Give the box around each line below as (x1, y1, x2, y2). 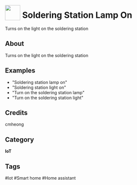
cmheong (5, 121, 24, 128)
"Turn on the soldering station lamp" (12, 89, 85, 95)
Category (5, 135, 34, 143)
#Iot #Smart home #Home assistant (5, 175, 76, 181)
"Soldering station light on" (12, 85, 66, 90)
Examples (5, 67, 35, 75)
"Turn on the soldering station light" (12, 95, 84, 100)
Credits (5, 109, 28, 117)
